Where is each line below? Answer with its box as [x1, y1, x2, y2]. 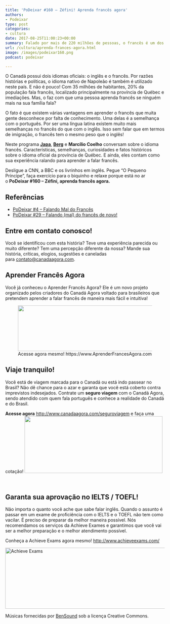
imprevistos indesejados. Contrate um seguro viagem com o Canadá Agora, [5, 390, 164, 396]
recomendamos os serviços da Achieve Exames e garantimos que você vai [5, 522, 162, 528]
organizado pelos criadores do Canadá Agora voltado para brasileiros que [5, 290, 160, 296]
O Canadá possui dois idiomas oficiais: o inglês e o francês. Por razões [5, 73, 153, 79]
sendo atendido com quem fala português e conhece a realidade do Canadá [5, 395, 164, 401]
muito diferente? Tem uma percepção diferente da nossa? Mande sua [5, 245, 150, 252]
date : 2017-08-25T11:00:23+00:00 [5, 36, 76, 41]
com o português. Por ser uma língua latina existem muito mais [5, 120, 137, 127]
